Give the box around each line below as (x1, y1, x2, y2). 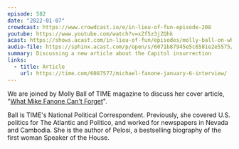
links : (7, 57, 27, 64)
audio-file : (7, 43, 43, 50)
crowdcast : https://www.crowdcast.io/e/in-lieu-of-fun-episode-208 (7, 23, 212, 31)
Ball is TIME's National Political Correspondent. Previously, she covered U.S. (7, 111, 231, 119)
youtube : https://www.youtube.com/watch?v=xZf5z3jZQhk (7, 30, 174, 38)
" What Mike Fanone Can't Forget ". (7, 96, 108, 105)
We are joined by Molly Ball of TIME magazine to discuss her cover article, (7, 89, 225, 98)
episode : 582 (7, 10, 46, 18)
